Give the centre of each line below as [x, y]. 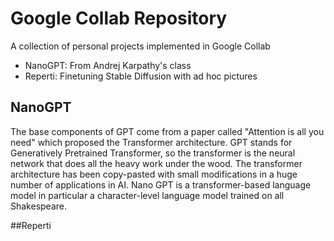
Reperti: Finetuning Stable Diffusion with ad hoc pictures [141, 76]
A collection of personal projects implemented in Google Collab [140, 46]
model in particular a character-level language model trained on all [147, 195]
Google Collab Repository [119, 18]
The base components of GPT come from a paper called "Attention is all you [167, 131]
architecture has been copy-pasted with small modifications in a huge [154, 174]
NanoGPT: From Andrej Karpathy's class [108, 65]
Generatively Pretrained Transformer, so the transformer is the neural [153, 153]
